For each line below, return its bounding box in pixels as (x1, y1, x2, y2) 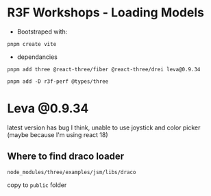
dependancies (16, 53, 58, 61)
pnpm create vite (7, 40, 57, 47)
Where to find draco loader (7, 151, 125, 162)
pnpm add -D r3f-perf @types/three (7, 77, 109, 85)
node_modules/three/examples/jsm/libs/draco (7, 169, 136, 175)
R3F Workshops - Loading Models (7, 5, 204, 21)
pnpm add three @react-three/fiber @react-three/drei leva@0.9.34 (7, 66, 201, 73)
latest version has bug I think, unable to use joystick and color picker (7, 123, 201, 132)
